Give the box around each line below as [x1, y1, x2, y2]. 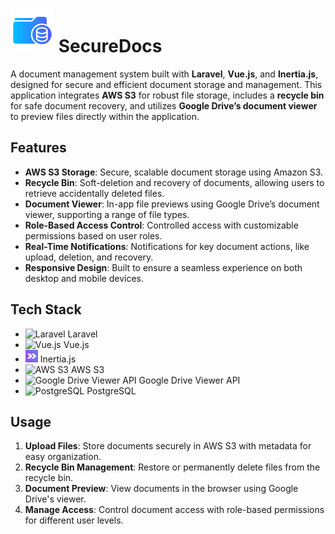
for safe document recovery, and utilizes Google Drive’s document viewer [10, 99, 318, 112]
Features [10, 139, 67, 157]
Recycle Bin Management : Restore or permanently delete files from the [24, 461, 321, 473]
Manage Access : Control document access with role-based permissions [24, 504, 325, 516]
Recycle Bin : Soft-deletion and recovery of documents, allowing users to [24, 176, 325, 188]
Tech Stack [10, 301, 82, 318]
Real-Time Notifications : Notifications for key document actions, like [24, 240, 310, 252]
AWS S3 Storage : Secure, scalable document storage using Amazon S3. [24, 166, 324, 178]
